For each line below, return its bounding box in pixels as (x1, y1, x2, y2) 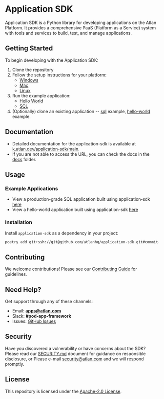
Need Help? (5, 285, 41, 294)
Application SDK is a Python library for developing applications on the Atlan (5, 20, 157, 25)
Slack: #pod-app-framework (12, 313, 72, 319)
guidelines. (5, 271, 27, 277)
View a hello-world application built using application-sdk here (12, 207, 138, 212)
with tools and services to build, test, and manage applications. (5, 30, 132, 36)
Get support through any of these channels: (5, 299, 93, 305)
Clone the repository (12, 67, 54, 72)
